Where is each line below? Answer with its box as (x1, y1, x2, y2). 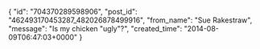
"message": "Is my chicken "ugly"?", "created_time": (8, 24, 183, 33)
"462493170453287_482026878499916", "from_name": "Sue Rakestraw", (8, 15, 253, 25)
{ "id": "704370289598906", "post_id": (8, 7, 138, 16)
